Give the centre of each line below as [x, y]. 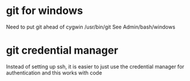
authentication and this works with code [54, 73]
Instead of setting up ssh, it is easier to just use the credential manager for [95, 66]
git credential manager [62, 50]
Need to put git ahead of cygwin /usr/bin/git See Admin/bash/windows [91, 27]
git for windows [45, 11]
